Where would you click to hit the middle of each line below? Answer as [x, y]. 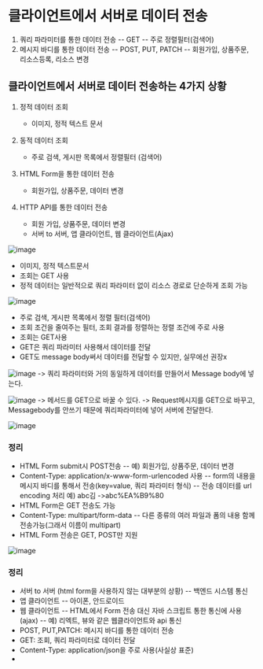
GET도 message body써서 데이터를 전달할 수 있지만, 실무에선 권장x [123, 357]
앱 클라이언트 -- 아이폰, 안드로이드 [72, 601]
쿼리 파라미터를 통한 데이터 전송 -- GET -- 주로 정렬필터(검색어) [117, 39]
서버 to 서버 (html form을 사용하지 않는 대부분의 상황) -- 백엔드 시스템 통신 [134, 591]
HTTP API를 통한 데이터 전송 [64, 207]
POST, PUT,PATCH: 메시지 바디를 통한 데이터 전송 [97, 630]
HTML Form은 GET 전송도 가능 [68, 505]
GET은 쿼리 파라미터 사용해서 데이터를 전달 [85, 346]
